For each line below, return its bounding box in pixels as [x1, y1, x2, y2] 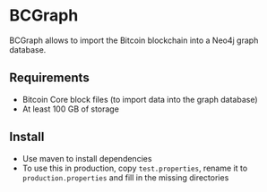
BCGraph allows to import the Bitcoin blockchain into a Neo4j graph [9, 35, 259, 46]
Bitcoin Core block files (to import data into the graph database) [22, 94, 258, 104]
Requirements [9, 71, 90, 86]
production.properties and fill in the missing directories [22, 171, 229, 183]
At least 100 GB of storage [22, 104, 119, 114]
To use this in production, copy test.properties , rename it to [22, 163, 248, 173]
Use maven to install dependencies [22, 153, 152, 163]
